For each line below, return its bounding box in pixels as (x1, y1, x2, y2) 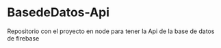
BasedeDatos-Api (7, 5, 110, 20)
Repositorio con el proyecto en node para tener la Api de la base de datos (7, 27, 215, 35)
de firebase (7, 34, 40, 42)
